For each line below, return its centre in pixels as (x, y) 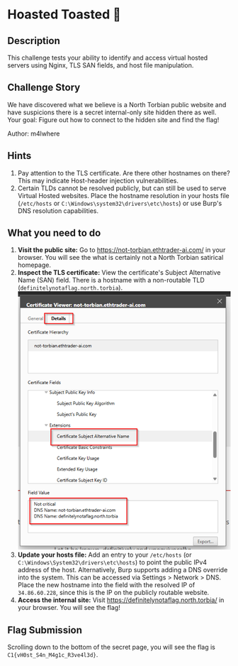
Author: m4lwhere (34, 133)
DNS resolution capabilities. (58, 211)
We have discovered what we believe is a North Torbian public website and (117, 104)
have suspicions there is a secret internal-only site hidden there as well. (112, 112)
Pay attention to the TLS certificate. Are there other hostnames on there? (124, 173)
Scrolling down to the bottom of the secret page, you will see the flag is (112, 647)
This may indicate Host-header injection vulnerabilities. (98, 180)
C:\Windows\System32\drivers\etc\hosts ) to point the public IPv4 (112, 562)
